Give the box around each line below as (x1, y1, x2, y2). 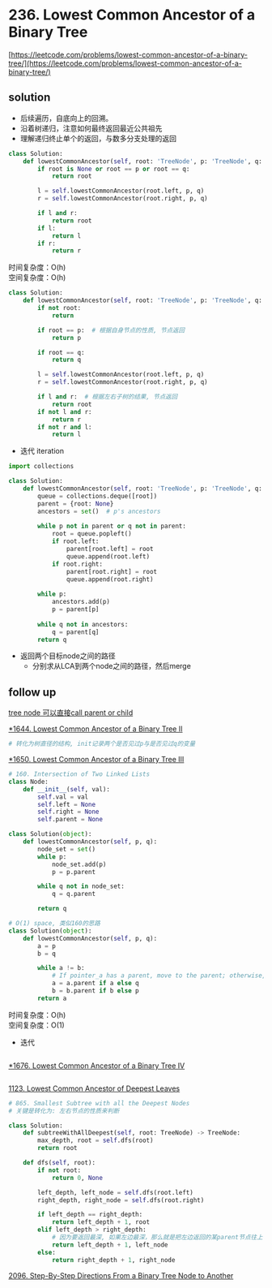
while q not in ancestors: (37, 620, 129, 628)
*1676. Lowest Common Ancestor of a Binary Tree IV (8, 1061, 185, 1070)
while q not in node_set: (37, 882, 125, 890)
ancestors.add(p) (51, 598, 111, 606)
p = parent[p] (51, 605, 100, 614)
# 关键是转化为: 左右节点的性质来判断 (8, 1106, 120, 1115)
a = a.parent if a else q (51, 980, 139, 988)
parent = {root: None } (37, 499, 114, 508)
